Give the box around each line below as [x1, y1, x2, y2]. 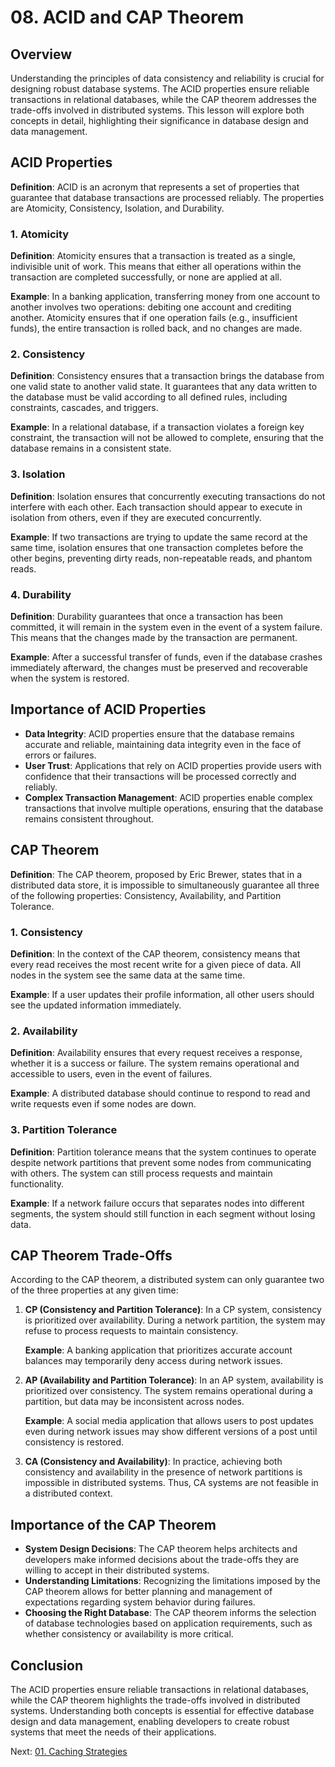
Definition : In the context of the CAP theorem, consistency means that [10, 947, 301, 960]
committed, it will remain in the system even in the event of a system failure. [10, 621, 323, 633]
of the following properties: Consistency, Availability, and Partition [10, 889, 282, 901]
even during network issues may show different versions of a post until [24, 1426, 318, 1438]
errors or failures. [24, 749, 97, 761]
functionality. [10, 1177, 65, 1190]
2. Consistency [10, 347, 86, 361]
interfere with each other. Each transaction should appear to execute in [10, 501, 303, 513]
